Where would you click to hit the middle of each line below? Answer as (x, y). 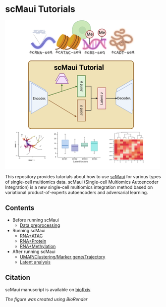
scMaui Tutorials (40, 9)
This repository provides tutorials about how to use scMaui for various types (83, 176)
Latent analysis (35, 262)
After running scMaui (34, 252)
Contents (20, 208)
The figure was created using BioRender (46, 299)
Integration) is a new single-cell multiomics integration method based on (79, 187)
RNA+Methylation (38, 246)
